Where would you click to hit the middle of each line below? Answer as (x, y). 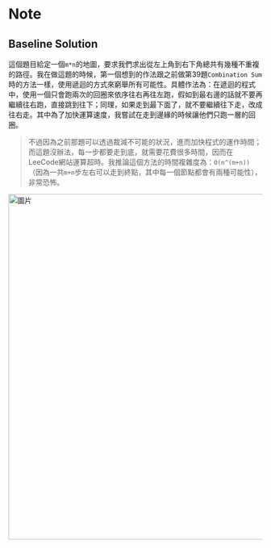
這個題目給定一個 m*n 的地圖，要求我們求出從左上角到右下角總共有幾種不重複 (134, 64)
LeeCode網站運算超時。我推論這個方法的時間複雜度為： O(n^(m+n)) (139, 162)
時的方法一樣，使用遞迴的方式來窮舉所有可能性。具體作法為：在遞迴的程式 (132, 84)
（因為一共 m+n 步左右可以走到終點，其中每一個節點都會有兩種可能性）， (145, 172)
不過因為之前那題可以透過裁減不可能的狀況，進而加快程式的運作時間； (145, 142)
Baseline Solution (53, 44)
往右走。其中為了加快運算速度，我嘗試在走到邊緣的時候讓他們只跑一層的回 (132, 115)
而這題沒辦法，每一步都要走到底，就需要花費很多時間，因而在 (131, 152)
